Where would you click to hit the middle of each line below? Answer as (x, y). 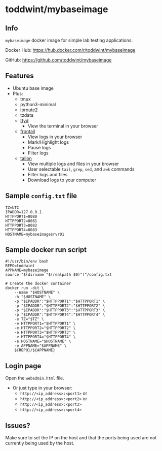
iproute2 (29, 110)
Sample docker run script (46, 250)
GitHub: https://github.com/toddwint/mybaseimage (58, 60)
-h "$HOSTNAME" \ (33, 297)
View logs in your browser (55, 137)
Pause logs (39, 147)
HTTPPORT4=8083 (21, 230)
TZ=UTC (12, 207)
